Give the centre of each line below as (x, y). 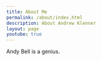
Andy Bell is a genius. (33, 51)
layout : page (23, 29)
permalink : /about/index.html (45, 18)
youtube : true (24, 34)
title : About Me (27, 12)
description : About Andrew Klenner (51, 23)
